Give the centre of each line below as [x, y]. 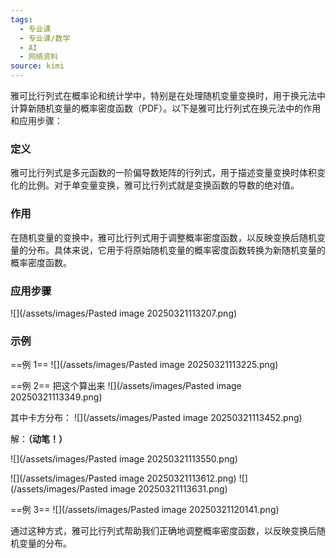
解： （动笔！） [39, 439]
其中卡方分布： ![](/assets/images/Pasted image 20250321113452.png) [156, 418]
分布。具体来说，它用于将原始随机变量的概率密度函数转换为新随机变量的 [176, 250]
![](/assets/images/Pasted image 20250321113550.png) [124, 459]
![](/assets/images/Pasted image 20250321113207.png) [124, 313]
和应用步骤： [36, 120]
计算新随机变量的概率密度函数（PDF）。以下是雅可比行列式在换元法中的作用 [166, 108]
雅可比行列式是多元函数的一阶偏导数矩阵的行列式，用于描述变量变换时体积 [163, 173]
